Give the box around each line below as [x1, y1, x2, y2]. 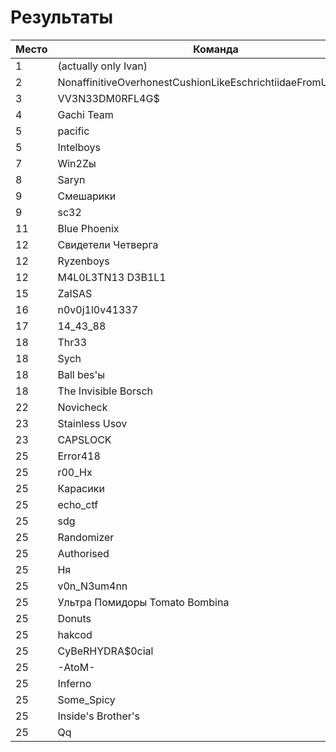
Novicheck [57, 400, 108, 414]
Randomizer [57, 530, 115, 544]
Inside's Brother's [57, 709, 141, 723]
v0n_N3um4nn [57, 579, 128, 593]
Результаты [10, 6, 114, 29]
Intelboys [57, 140, 101, 154]
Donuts [57, 611, 92, 625]
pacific [57, 124, 90, 138]
